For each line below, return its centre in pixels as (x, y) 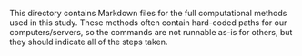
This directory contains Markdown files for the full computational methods (148, 13)
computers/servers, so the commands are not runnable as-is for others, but (151, 32)
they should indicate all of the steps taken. (89, 42)
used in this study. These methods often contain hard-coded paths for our (148, 23)
